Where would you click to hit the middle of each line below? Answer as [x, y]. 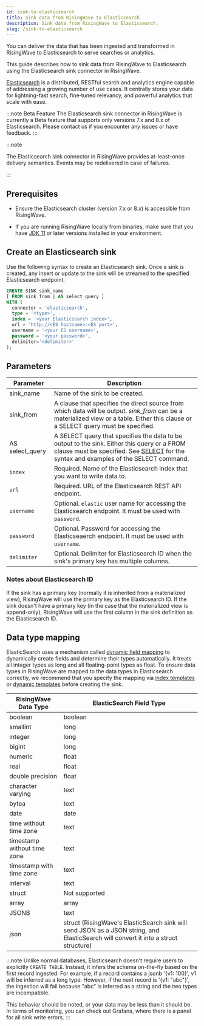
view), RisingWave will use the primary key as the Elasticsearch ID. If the [97, 599]
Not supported [84, 893]
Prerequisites [32, 194]
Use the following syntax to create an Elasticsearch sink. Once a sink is [95, 267]
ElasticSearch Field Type [129, 703]
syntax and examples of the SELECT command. [121, 459]
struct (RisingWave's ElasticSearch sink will [125, 923]
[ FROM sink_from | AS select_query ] [55, 296]
